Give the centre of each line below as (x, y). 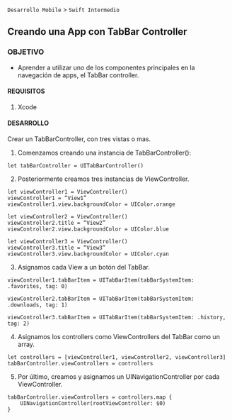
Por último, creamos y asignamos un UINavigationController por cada (118, 377)
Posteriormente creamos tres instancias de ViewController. (103, 179)
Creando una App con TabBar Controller (97, 32)
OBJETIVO (26, 52)
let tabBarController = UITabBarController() (75, 166)
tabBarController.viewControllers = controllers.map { (90, 397)
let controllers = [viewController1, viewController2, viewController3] (117, 358)
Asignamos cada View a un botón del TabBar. (83, 267)
